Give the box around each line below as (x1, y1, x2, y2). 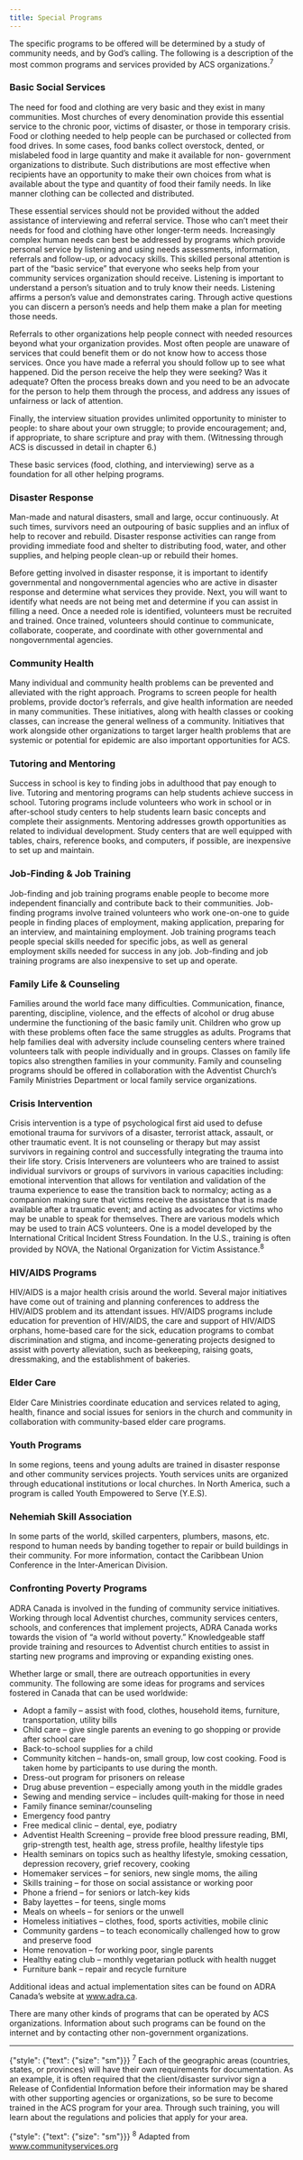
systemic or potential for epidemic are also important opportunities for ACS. (9, 735, 290, 746)
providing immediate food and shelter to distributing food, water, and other (9, 540, 287, 551)
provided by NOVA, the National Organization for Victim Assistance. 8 (9, 1242, 264, 1255)
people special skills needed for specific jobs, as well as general (9, 935, 248, 947)
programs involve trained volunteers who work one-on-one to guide (37, 907, 290, 918)
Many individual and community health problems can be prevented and (9, 677, 274, 688)
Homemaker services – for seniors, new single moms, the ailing (22, 1868, 259, 1879)
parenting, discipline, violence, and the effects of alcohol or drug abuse (9, 1007, 275, 1019)
